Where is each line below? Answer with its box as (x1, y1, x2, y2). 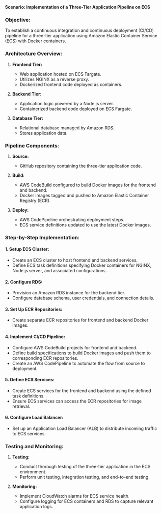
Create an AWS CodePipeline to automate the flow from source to (12, 360, 145, 366)
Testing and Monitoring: (5, 443, 64, 450)
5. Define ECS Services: (5, 377, 55, 383)
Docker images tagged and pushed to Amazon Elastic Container (19, 192, 149, 198)
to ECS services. (12, 431, 46, 437)
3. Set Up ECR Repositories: (5, 306, 63, 312)
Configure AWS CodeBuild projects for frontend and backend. (12, 344, 137, 350)
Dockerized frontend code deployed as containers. (19, 81, 123, 87)
